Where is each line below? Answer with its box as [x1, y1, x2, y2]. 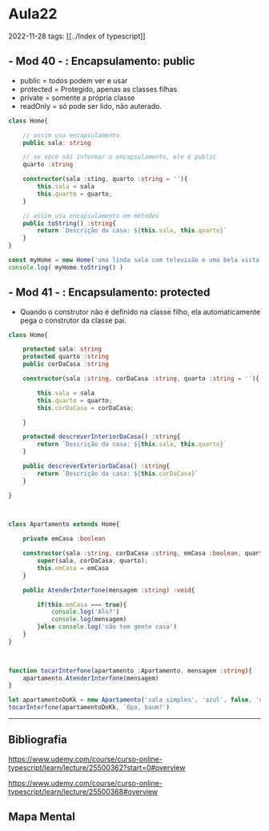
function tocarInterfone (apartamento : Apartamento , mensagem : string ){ [8, 666, 252, 675]
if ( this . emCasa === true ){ [37, 600, 127, 608]
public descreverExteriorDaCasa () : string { [22, 462, 171, 471]
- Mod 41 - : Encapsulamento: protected [8, 286, 211, 299]
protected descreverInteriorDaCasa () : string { [22, 433, 181, 441]
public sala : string [22, 138, 91, 147]
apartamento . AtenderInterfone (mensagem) [22, 674, 159, 682]
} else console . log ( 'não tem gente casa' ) [37, 623, 178, 631]
